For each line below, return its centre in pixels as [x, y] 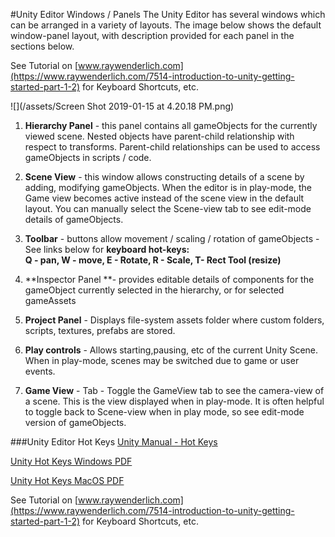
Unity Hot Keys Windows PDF [71, 461]
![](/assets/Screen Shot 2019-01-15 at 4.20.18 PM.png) [122, 106]
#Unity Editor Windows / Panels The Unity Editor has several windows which [168, 14]
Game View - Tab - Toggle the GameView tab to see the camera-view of [174, 390]
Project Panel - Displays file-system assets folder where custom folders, [174, 320]
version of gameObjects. [75, 422]
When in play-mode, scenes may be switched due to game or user [162, 360]
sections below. [42, 46]
